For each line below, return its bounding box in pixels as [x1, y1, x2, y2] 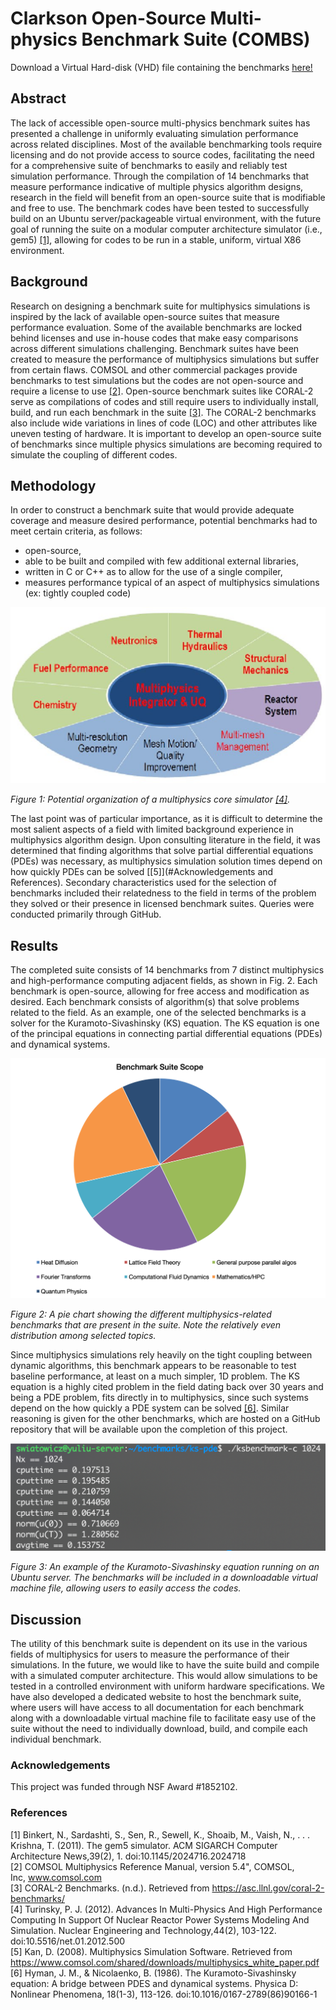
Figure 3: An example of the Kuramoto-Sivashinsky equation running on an [10, 1561, 320, 1573]
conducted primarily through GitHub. [10, 908, 162, 921]
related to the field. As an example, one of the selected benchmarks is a [10, 1006, 307, 1018]
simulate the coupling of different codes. [10, 448, 178, 461]
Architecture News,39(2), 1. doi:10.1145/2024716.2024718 [10, 1850, 247, 1862]
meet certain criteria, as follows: [10, 525, 143, 537]
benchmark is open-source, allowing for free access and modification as [10, 985, 310, 997]
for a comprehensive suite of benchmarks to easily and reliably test [10, 159, 288, 171]
